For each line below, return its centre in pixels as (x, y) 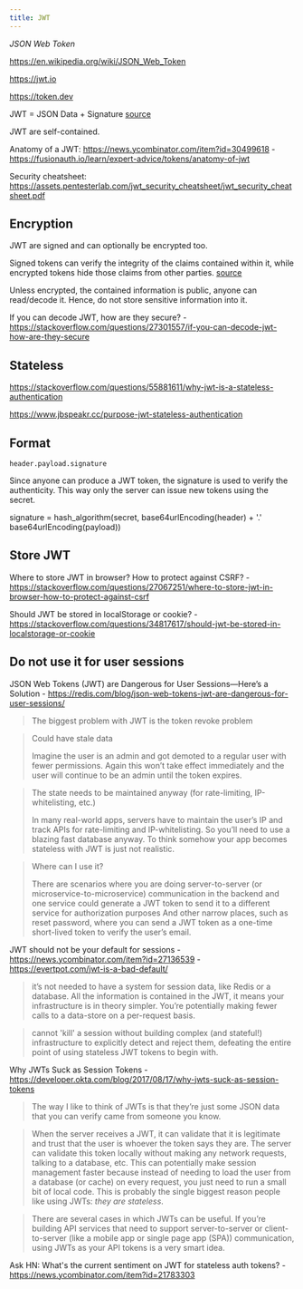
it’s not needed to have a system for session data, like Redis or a (151, 986)
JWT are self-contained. (55, 131)
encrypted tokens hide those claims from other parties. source (126, 273)
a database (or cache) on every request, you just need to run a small (159, 1182)
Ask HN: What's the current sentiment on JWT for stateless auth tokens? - (148, 1265)
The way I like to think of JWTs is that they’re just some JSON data (156, 1106)
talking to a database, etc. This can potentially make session (144, 1162)
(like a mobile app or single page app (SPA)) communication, (182, 1237)
